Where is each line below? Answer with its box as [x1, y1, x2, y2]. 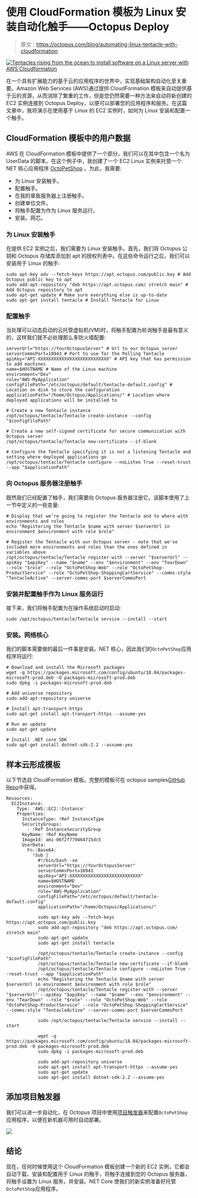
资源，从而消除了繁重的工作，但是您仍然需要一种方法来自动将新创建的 [21, 92, 192, 99]
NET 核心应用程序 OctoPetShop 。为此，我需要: [6, 165, 122, 172]
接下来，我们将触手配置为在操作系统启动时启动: [6, 604, 122, 611]
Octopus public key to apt [6, 277, 72, 283]
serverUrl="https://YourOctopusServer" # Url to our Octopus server [6, 346, 178, 352]
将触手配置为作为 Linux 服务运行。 [14, 207, 98, 214]
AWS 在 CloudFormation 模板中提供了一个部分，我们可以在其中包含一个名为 [6, 150, 190, 157]
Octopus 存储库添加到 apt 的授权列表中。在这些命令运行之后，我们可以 [17, 252, 190, 260]
